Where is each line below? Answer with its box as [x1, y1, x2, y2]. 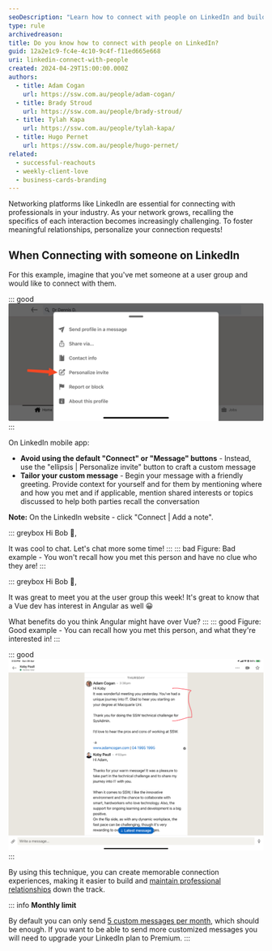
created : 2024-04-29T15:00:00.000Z [8, 65, 129, 73]
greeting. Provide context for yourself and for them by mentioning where [19, 480, 262, 489]
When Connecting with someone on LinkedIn [8, 248, 240, 262]
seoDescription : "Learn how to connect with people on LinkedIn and [8, 13, 244, 21]
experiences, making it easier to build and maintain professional [8, 876, 221, 885]
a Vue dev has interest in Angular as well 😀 [8, 601, 154, 611]
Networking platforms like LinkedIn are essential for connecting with [8, 199, 236, 209]
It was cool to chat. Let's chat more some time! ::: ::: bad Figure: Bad [8, 544, 236, 553]
